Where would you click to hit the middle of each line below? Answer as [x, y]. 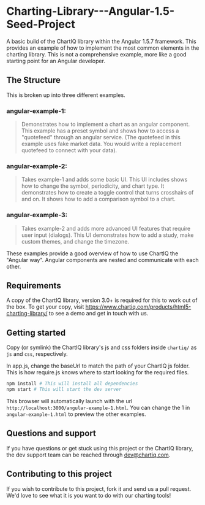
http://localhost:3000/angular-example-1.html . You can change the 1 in [98, 408]
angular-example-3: [37, 215]
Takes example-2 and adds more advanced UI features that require [106, 228]
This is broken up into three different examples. [66, 95]
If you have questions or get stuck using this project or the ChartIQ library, [100, 448]
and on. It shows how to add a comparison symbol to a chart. [99, 199]
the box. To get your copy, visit [45, 307]
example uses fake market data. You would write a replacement [101, 144]
